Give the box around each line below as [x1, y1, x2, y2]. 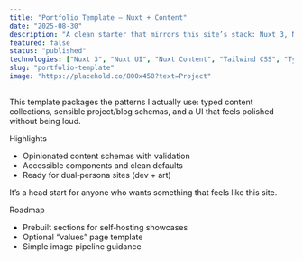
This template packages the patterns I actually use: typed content [9, 96, 254, 107]
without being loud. [9, 115, 81, 126]
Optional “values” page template [22, 231, 143, 242]
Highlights [9, 132, 48, 144]
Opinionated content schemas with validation [22, 150, 191, 161]
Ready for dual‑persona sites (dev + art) [22, 169, 171, 180]
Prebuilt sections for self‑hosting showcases [22, 221, 188, 232]
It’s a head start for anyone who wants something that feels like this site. [9, 186, 278, 198]
